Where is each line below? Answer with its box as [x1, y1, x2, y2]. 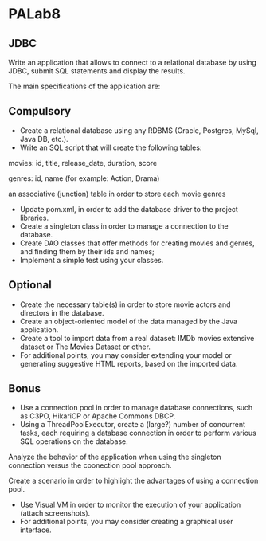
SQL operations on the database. [19, 437, 129, 446]
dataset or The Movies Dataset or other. [19, 342, 151, 351]
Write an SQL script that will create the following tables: [19, 143, 202, 152]
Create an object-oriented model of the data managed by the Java [19, 316, 237, 326]
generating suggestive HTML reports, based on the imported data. [19, 359, 238, 368]
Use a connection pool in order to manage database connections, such [19, 403, 253, 413]
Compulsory [8, 104, 72, 118]
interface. [19, 525, 52, 535]
